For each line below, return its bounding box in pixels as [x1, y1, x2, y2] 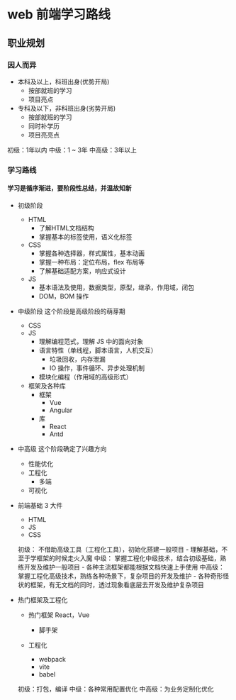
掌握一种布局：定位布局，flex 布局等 [38, 258, 145, 266]
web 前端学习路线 [7, 6, 111, 23]
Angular [49, 406, 73, 414]
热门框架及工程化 [17, 596, 68, 604]
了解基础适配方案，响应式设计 [38, 267, 126, 275]
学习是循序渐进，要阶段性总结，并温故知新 [7, 184, 132, 192]
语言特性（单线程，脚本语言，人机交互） [38, 346, 157, 355]
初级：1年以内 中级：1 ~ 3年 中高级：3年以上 [7, 145, 137, 154]
